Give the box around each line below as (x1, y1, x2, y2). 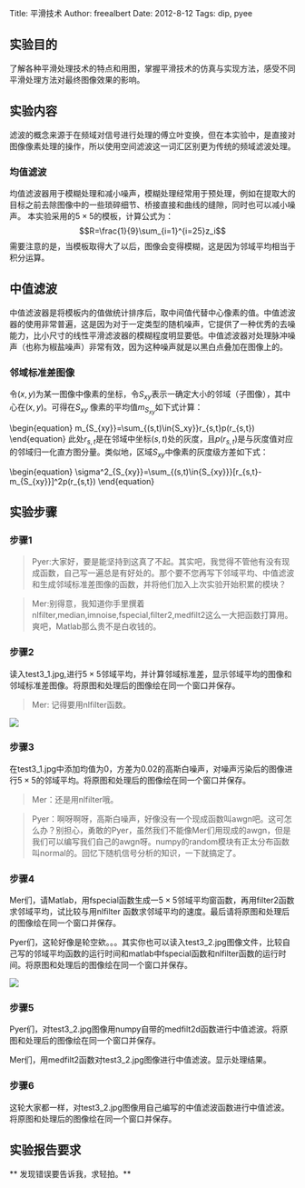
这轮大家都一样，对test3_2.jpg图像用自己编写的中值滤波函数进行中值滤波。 (9, 1102, 290, 1113)
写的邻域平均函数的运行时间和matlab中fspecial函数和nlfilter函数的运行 (16, 948, 279, 959)
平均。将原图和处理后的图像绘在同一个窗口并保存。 (59, 774, 251, 785)
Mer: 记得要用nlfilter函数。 (31, 699, 132, 710)
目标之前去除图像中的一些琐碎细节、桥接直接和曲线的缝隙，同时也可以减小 (9, 199, 288, 210)
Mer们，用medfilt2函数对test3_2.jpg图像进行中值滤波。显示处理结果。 (9, 1054, 272, 1065)
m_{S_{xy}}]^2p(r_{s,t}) (9, 475, 97, 486)
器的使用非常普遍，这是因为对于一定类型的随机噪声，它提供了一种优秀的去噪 (9, 318, 296, 329)
